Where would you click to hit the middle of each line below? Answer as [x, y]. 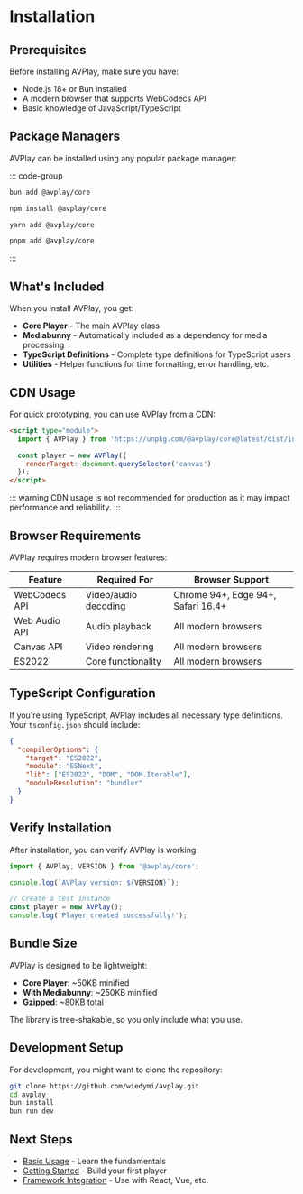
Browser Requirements [75, 535]
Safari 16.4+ [200, 606]
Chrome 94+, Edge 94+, [225, 595]
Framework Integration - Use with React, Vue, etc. [115, 1180]
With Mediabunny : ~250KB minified [90, 992]
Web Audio [37, 621]
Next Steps [41, 1139]
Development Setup [66, 1048]
